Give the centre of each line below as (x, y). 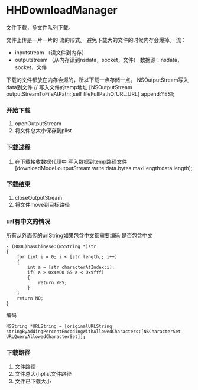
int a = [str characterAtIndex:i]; (71, 267)
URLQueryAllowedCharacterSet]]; (46, 337)
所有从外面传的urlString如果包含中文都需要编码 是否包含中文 (79, 235)
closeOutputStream (38, 197)
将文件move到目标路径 (42, 204)
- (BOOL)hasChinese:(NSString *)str (51, 247)
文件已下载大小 (33, 381)
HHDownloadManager (62, 10)
